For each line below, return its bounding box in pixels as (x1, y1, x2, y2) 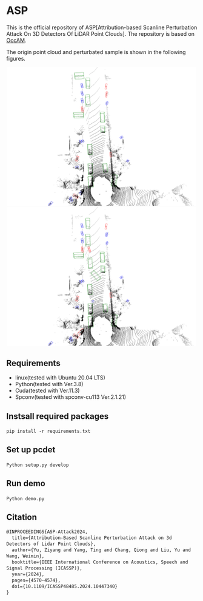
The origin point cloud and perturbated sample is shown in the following (6, 48, 186, 55)
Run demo (6, 478, 45, 489)
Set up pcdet (6, 444, 56, 455)
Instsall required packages (6, 411, 109, 421)
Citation (6, 512, 38, 522)
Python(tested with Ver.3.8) (15, 381, 84, 388)
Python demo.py (6, 495, 45, 501)
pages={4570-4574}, (12, 577, 61, 583)
